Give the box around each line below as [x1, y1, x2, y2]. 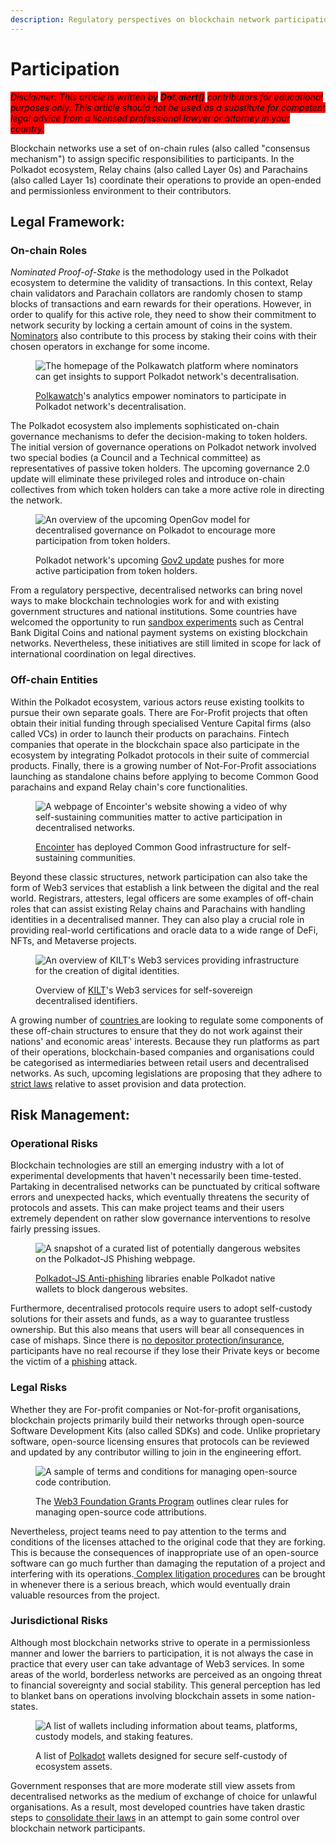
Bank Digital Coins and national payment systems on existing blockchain [10, 627, 308, 639]
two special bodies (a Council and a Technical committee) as [10, 452, 261, 464]
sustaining [35, 851, 78, 863]
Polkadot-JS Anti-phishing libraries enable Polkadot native [35, 1272, 276, 1285]
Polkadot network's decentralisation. [35, 401, 187, 413]
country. [10, 122, 45, 135]
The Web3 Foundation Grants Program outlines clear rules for [35, 1495, 289, 1507]
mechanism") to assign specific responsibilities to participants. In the [10, 152, 295, 165]
